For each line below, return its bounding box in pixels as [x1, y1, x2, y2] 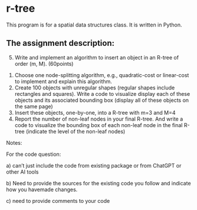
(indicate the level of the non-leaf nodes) [25, 128, 126, 135]
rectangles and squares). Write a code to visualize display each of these [14, 90, 191, 97]
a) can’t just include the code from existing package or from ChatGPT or [6, 162, 182, 169]
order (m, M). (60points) [14, 60, 74, 67]
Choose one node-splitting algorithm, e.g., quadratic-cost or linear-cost [14, 71, 189, 78]
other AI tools [6, 168, 39, 175]
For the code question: [6, 151, 61, 158]
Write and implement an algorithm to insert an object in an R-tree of [14, 54, 179, 61]
